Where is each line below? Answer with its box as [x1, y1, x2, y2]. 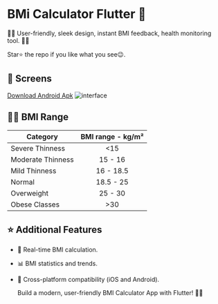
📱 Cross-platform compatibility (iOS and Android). [17, 276, 160, 284]
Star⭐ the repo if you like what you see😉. [7, 50, 126, 58]
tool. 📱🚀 [7, 36, 30, 44]
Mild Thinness [10, 166, 57, 175]
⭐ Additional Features [7, 224, 102, 236]
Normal [10, 177, 35, 187]
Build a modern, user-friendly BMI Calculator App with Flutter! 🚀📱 [17, 289, 203, 297]
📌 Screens [7, 73, 52, 85]
